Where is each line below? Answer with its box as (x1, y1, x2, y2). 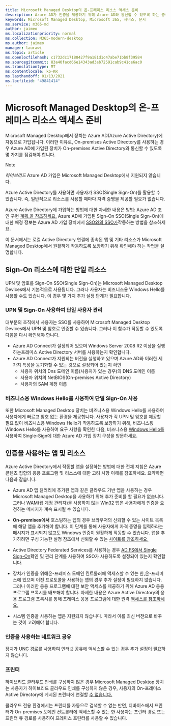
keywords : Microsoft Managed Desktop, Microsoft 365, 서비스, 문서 (5, 17, 146, 22)
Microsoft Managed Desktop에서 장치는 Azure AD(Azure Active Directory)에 (5, 132, 163, 138)
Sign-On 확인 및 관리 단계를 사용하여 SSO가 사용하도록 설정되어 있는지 (12, 553, 152, 559)
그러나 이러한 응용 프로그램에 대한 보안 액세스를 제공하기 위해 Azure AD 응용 (12, 583, 164, 589)
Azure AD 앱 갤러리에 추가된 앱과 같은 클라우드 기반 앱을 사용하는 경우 (12, 487, 152, 493)
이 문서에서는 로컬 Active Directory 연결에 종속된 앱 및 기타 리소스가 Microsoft (5, 236, 162, 242)
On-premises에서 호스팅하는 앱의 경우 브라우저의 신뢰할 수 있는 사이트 (12, 517, 154, 523)
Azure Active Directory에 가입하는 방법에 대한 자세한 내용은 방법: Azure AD (5, 207, 157, 213)
